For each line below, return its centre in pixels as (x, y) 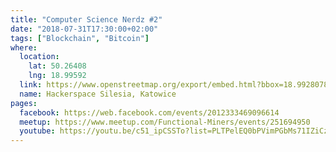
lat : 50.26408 (57, 66)
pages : (24, 103)
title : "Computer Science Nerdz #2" (86, 19)
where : (24, 47)
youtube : (37, 131)
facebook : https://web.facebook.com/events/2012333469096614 (149, 112)
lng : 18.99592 (57, 76)
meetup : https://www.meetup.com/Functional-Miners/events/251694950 (165, 122)
